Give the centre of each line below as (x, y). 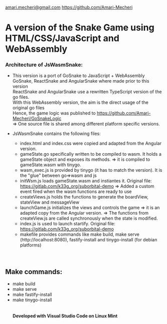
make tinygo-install (32, 300)
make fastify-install (32, 295)
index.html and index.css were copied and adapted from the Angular (91, 144)
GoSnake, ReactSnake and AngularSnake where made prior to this (81, 81)
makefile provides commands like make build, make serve (79, 234)
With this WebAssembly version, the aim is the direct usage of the (80, 102)
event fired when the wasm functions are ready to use (76, 191)
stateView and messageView (49, 202)
